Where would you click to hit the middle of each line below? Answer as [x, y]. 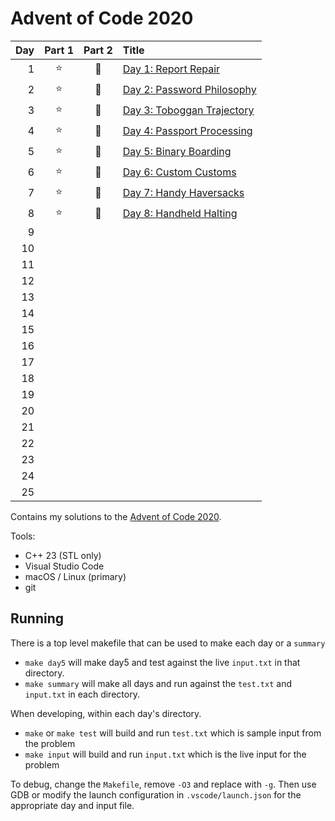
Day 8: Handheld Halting [180, 214]
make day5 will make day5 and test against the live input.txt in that [162, 662]
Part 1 [59, 50]
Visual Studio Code [64, 566]
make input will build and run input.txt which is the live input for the [165, 754]
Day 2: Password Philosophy [189, 90]
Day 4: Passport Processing [187, 131]
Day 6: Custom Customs [179, 172]
